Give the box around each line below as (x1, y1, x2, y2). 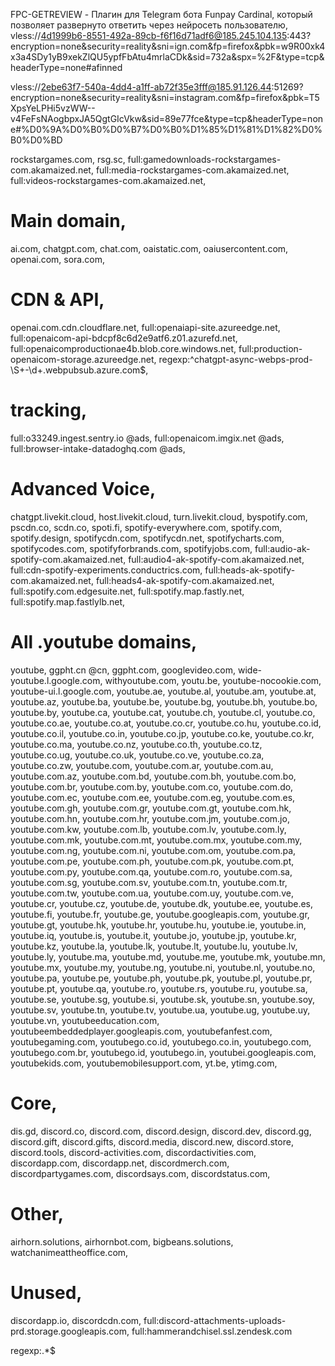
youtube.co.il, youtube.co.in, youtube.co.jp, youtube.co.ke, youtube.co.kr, (10, 727, 315, 739)
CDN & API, (10, 289, 105, 311)
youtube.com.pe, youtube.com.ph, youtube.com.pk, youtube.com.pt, (10, 855, 295, 867)
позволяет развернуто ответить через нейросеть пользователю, (10, 19, 288, 31)
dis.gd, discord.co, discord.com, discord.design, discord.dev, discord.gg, (10, 1125, 312, 1137)
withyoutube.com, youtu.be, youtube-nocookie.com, (104, 674, 322, 686)
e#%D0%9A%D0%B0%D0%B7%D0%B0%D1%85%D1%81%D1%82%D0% (10, 124, 323, 135)
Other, (10, 1202, 65, 1225)
